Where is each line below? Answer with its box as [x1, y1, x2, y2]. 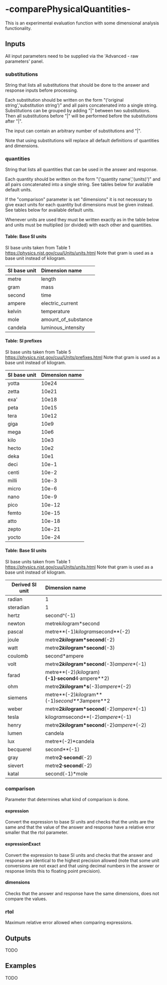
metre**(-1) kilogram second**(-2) [45, 628, 130, 635]
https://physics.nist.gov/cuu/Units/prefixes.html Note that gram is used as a [5, 354, 160, 360]
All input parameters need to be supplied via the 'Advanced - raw [5, 53, 139, 59]
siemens [7, 694, 27, 701]
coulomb [7, 652, 28, 659]
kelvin [7, 308, 22, 315]
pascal [7, 628, 23, 635]
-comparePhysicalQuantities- [5, 3, 131, 15]
